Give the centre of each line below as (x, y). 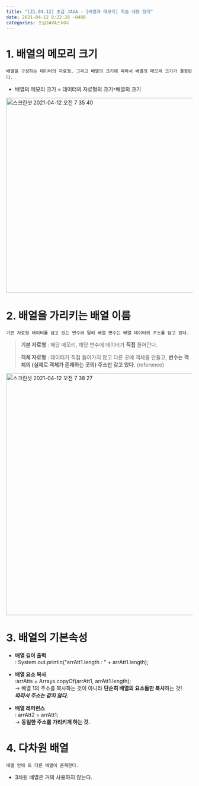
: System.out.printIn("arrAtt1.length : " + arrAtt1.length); (82, 662)
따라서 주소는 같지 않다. (41, 696)
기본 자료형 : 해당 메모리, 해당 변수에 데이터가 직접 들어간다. (89, 345)
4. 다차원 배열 (38, 748)
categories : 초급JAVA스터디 (38, 23)
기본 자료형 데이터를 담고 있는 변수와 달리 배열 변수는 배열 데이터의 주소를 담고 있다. (98, 333)
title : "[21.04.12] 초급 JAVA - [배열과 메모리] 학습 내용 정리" (80, 12)
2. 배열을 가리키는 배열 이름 (69, 316)
